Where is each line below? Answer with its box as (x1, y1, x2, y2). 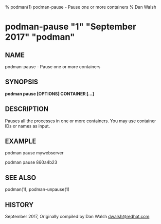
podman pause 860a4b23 (5, 159, 57, 165)
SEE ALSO (5, 173, 36, 182)
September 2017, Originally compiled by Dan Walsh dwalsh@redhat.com (5, 214, 150, 220)
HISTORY (5, 201, 34, 209)
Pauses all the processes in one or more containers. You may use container (5, 118, 157, 124)
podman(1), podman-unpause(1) (5, 187, 70, 192)
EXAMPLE (5, 137, 36, 146)
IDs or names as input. (5, 123, 50, 129)
